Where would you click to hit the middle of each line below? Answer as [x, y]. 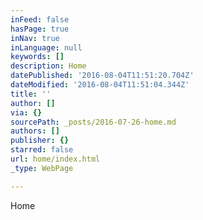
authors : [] [35, 131]
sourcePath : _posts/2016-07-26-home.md [93, 122]
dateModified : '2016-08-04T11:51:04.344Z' [100, 85]
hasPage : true [40, 29]
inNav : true [35, 38]
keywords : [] [37, 57]
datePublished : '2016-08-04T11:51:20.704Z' [102, 76]
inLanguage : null [46, 47]
